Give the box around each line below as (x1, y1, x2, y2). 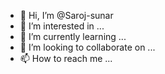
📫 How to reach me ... (19, 53, 113, 64)
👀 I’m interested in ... (19, 20, 105, 32)
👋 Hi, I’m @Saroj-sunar (19, 10, 114, 21)
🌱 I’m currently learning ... (19, 31, 127, 42)
